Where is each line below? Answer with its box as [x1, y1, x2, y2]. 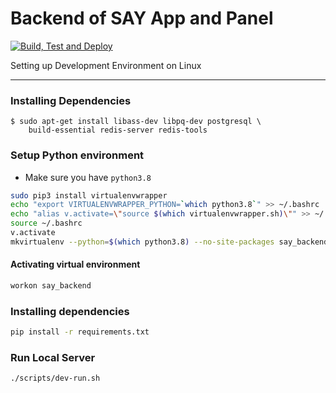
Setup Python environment [10, 148, 145, 162]
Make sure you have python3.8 [24, 171, 152, 183]
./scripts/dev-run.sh [10, 373, 101, 384]
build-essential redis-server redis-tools [28, 125, 208, 136]
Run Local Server [10, 350, 96, 364]
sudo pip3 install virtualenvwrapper [10, 190, 168, 201]
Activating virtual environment [10, 258, 141, 271]
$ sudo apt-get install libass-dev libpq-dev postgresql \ [10, 117, 262, 127]
